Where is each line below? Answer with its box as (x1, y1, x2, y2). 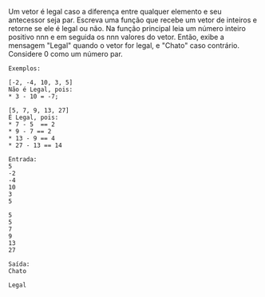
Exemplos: (8, 65, 42, 73)
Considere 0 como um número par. (8, 49, 124, 58)
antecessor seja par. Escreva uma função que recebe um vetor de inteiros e (8, 15, 258, 25)
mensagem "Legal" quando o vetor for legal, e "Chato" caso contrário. (8, 41, 239, 50)
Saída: (8, 260, 30, 268)
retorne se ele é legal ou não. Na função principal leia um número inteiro (8, 24, 246, 33)
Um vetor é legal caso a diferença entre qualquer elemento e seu (8, 7, 222, 16)
